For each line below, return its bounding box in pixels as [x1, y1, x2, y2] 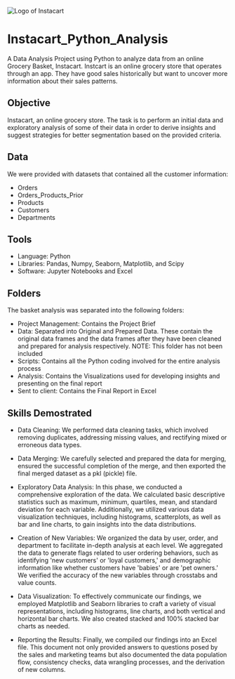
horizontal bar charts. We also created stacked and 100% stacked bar [17, 614, 220, 623]
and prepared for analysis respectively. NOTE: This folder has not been [17, 342, 223, 350]
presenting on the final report [17, 379, 102, 388]
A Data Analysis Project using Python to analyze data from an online [7, 54, 204, 62]
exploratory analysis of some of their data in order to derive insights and [7, 123, 216, 131]
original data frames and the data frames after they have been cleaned [17, 334, 222, 343]
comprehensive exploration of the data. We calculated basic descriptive [17, 490, 226, 499]
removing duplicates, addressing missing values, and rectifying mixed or [17, 433, 227, 442]
